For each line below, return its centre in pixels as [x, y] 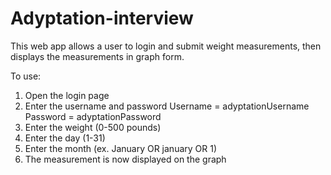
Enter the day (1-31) [65, 138]
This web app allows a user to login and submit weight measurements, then [166, 46]
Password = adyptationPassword [93, 116]
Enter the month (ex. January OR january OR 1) [121, 148]
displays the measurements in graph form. [97, 56]
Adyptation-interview [102, 18]
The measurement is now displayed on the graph [125, 159]
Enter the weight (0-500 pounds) [93, 127]
